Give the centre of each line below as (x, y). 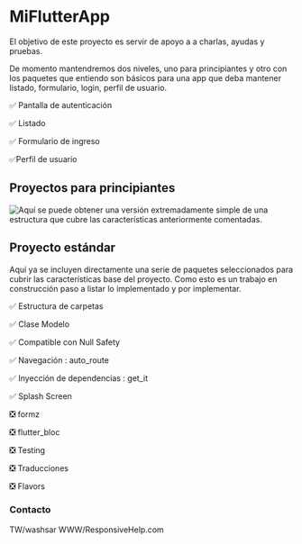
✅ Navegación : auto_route (59, 360)
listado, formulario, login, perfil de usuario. (88, 87)
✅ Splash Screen (41, 396)
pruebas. (26, 50)
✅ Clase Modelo (40, 324)
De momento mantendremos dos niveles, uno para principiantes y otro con (148, 68)
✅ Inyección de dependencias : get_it (79, 378)
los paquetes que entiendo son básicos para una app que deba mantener (146, 77)
